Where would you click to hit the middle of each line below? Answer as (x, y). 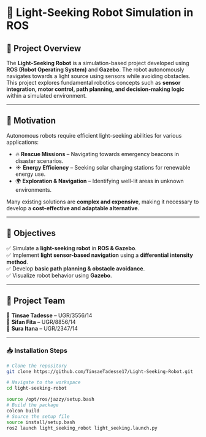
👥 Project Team (36, 301)
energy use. (30, 174)
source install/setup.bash (41, 422)
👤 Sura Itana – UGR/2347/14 (42, 329)
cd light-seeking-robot (37, 388)
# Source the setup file (38, 416)
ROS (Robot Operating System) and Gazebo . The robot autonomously (95, 69)
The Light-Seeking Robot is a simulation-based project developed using (98, 63)
